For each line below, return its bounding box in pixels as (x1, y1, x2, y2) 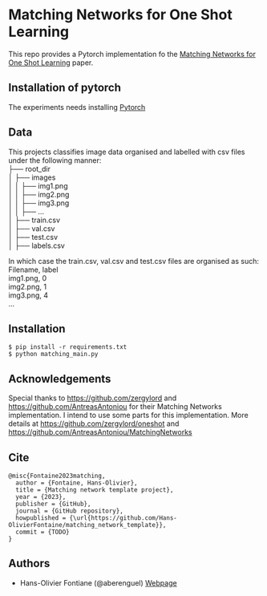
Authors (8, 557, 51, 570)
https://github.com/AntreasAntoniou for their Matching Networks (8, 402, 222, 412)
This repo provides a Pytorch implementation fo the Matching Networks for (8, 49, 257, 59)
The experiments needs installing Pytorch (8, 102, 146, 111)
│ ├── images (8, 172, 56, 182)
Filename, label (8, 265, 59, 274)
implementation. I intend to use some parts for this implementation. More (8, 411, 249, 420)
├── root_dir (8, 164, 51, 173)
